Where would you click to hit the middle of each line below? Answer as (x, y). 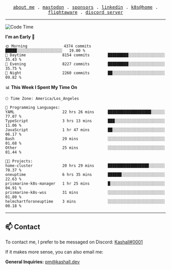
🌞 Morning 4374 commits (48, 46)
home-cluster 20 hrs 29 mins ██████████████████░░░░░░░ (85, 166)
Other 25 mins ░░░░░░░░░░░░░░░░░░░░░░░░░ (85, 148)
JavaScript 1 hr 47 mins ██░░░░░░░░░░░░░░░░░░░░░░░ (85, 130)
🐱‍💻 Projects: (19, 161)
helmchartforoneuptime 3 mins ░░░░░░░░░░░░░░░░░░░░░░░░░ (85, 201)
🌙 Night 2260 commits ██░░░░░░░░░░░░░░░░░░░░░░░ (85, 73)
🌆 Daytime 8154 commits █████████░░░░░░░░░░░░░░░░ (85, 55)
